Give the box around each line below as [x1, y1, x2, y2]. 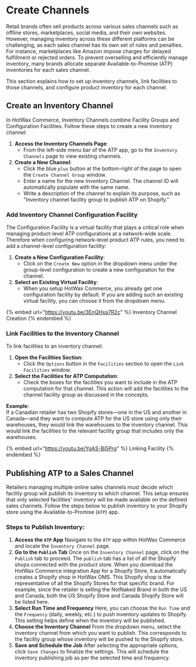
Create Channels [6, 4, 90, 17]
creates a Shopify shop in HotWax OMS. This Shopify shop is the [14, 573, 171, 580]
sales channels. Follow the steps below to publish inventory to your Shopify [6, 502, 188, 509]
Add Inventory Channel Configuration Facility [6, 210, 138, 219]
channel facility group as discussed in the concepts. [23, 391, 149, 398]
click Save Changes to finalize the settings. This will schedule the [14, 648, 169, 655]
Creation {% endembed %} [6, 315, 72, 322]
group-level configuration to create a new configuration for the [23, 267, 175, 274]
